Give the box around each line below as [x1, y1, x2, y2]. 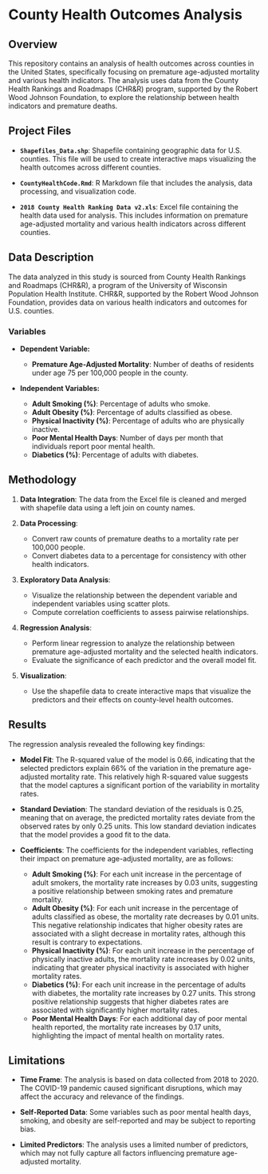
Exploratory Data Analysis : [19, 574, 111, 585]
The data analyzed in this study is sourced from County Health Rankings [8, 272, 246, 282]
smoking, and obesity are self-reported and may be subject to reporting [19, 1116, 256, 1125]
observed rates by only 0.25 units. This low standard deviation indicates [19, 821, 257, 831]
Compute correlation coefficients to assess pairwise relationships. [31, 607, 250, 617]
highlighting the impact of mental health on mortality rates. [31, 1030, 225, 1040]
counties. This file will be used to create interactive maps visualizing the [19, 154, 257, 163]
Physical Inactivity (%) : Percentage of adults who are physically [31, 416, 245, 425]
